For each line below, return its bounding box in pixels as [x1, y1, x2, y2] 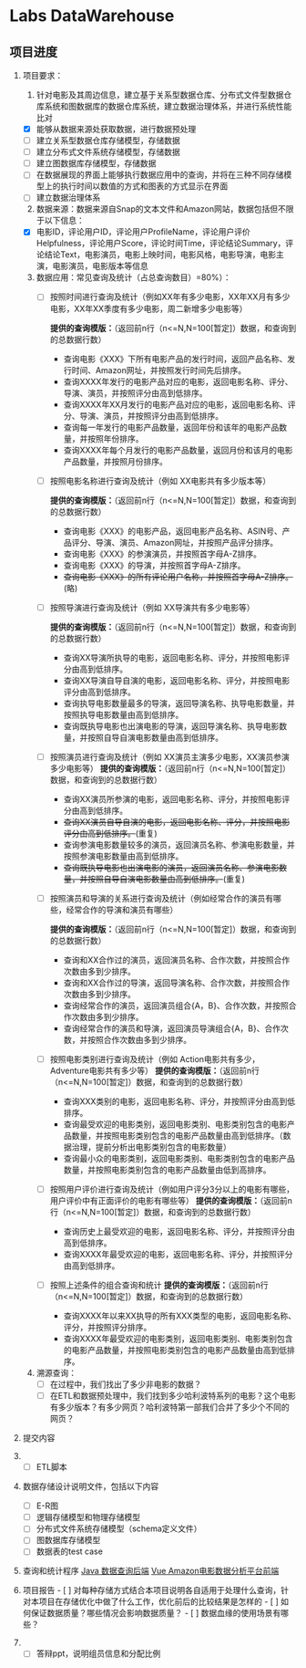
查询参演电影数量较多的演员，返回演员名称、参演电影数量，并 [63, 839, 296, 850]
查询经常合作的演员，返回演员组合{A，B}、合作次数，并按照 [63, 1000, 289, 1011]
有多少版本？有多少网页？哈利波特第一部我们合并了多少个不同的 [49, 1402, 290, 1413]
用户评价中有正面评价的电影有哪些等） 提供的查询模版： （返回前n [49, 1194, 293, 1205]
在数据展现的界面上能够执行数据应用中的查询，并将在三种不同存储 [36, 170, 284, 181]
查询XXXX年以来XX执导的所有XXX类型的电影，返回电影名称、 [63, 1310, 297, 1321]
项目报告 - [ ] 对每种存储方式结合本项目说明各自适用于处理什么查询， [22, 1585, 281, 1596]
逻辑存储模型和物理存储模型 [36, 1512, 141, 1523]
